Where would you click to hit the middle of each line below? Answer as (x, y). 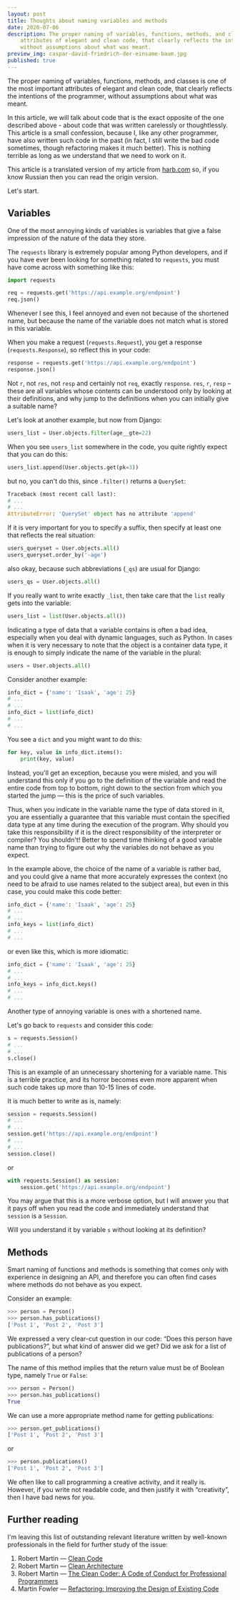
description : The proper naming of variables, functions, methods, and (116, 34)
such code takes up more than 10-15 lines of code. (81, 1087)
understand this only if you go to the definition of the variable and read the (117, 780)
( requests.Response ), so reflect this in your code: (79, 350)
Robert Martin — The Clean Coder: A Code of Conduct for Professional (122, 1574)
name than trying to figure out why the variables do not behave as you (111, 847)
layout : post (27, 14)
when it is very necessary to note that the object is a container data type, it (117, 645)
